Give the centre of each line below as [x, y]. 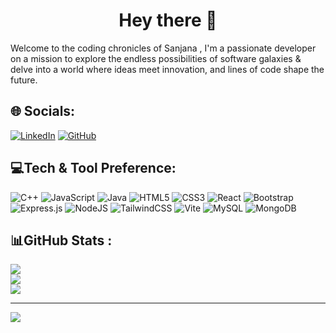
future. [24, 80]
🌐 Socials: [43, 111]
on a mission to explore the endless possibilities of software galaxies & [156, 58]
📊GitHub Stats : [61, 240]
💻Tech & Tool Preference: [93, 168]
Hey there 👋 [168, 20]
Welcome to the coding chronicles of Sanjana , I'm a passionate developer [163, 48]
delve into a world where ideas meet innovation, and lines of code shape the [167, 69]
